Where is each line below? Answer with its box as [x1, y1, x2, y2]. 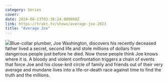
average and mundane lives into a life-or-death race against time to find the [5, 67, 161, 73]
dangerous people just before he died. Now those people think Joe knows [5, 51, 158, 57]
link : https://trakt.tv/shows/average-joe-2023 [5, 21, 107, 26]
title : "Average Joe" [5, 26, 51, 31]
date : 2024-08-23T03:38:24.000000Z [5, 16, 80, 21]
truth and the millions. [5, 72, 50, 78]
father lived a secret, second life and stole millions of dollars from [5, 45, 140, 51]
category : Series [5, 7, 42, 12]
